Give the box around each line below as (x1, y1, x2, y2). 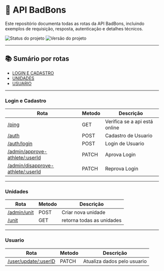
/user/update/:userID (7, 258, 56, 265)
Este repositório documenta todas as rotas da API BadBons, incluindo (5, 21, 145, 26)
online (104, 124, 120, 131)
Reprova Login (104, 165, 139, 172)
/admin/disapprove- (7, 162, 54, 169)
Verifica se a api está (104, 118, 153, 125)
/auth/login (7, 140, 33, 147)
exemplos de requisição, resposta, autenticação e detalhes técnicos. (5, 25, 143, 31)
